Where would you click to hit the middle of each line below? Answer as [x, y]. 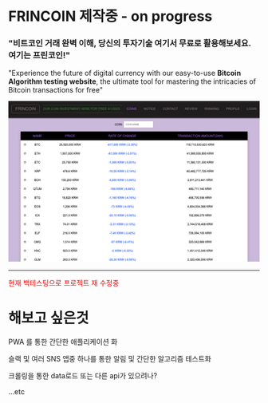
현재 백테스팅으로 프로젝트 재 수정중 [64, 282]
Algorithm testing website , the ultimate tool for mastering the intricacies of [132, 81]
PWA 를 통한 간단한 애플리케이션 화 [63, 342]
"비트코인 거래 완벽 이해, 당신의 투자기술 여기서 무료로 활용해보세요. [130, 43]
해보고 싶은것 [49, 318]
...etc [17, 391]
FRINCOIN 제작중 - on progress [110, 16]
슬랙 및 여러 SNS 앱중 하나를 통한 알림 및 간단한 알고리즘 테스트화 [110, 358]
